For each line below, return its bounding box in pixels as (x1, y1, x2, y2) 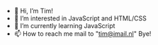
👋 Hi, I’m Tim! (13, 7, 53, 15)
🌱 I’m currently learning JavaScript (13, 22, 115, 30)
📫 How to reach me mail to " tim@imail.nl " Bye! (13, 30, 152, 38)
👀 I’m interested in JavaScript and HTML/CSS (13, 14, 147, 22)
